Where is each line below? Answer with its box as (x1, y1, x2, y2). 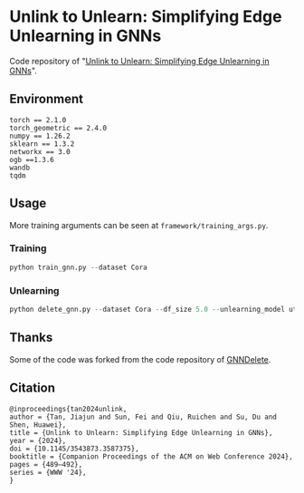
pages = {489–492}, (9, 459, 83, 469)
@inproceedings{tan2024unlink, (9, 404, 128, 413)
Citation (9, 381, 56, 396)
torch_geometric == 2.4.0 (9, 123, 107, 132)
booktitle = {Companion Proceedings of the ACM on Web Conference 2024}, (9, 451, 294, 461)
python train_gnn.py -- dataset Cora (9, 263, 147, 272)
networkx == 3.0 (9, 147, 71, 156)
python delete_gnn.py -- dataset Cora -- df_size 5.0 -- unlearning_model (9, 305, 285, 314)
